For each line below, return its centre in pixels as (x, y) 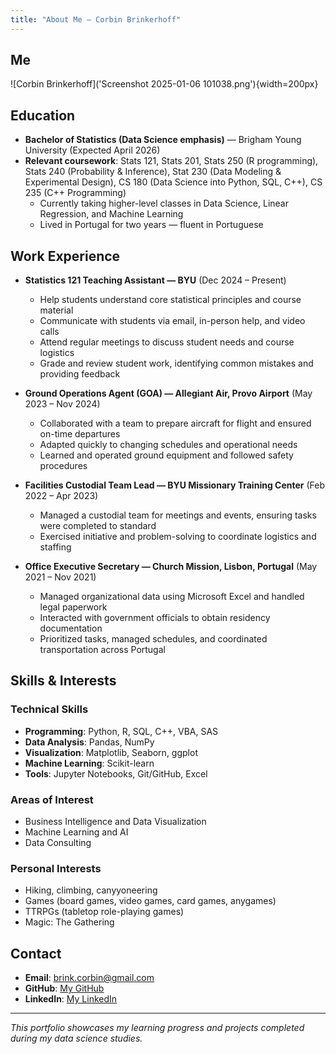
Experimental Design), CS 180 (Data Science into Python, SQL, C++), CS (173, 182)
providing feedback (80, 374)
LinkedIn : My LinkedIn (71, 999)
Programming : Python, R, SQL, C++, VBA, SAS (121, 731)
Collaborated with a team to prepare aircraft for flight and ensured (175, 423)
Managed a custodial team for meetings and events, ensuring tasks (178, 515)
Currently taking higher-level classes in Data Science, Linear (164, 203)
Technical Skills (49, 709)
